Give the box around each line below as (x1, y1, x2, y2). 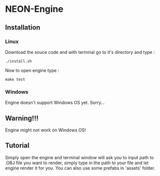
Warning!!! (5, 114, 39, 122)
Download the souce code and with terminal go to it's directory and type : (5, 49, 155, 55)
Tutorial (5, 141, 30, 150)
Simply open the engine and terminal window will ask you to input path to (5, 154, 154, 160)
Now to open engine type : (5, 67, 59, 73)
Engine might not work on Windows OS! (5, 127, 86, 133)
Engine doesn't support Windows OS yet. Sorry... (5, 100, 105, 106)
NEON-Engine (5, 3, 64, 15)
